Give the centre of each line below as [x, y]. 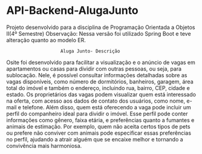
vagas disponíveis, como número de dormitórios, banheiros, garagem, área [100, 82]
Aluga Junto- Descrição [90, 51]
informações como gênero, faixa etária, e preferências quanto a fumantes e [100, 120]
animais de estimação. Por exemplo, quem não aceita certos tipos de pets [98, 126]
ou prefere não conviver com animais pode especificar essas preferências [99, 133]
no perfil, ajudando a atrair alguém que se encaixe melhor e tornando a [95, 139]
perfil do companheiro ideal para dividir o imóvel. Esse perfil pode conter [97, 114]
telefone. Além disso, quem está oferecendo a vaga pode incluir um [107, 107]
